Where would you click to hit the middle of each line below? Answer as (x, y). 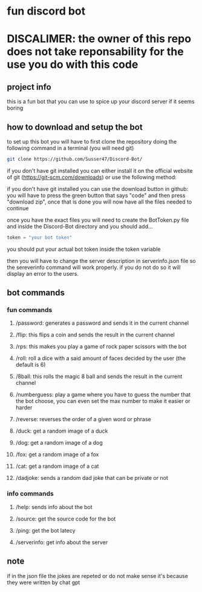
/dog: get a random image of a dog (59, 443)
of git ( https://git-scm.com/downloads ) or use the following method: (92, 177)
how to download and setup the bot (75, 127)
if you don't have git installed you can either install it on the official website (100, 170)
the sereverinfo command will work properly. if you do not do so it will (94, 267)
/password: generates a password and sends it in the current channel (102, 323)
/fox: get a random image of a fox (57, 454)
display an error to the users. (43, 273)
